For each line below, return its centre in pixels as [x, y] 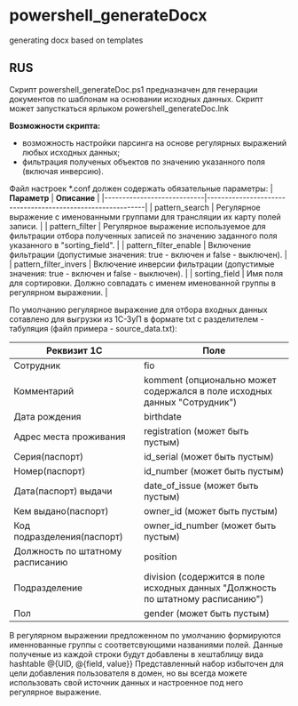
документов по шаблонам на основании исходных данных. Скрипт [136, 99]
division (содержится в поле [204, 576]
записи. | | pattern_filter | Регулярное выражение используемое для [137, 226]
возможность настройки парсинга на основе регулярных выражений [154, 142]
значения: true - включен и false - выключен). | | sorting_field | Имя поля [146, 273]
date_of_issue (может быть [201, 485]
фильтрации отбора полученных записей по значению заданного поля [143, 236]
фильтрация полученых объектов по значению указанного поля [144, 162]
